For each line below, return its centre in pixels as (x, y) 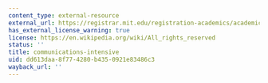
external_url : (32, 23)
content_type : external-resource (64, 15)
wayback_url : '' (35, 67)
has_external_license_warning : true (69, 30)
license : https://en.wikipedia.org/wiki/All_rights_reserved (112, 38)
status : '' (26, 45)
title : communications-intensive (64, 52)
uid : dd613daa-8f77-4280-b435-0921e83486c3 (82, 60)
